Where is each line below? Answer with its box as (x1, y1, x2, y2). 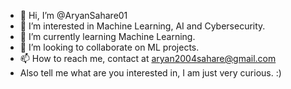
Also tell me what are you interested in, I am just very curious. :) (19, 67, 282, 79)
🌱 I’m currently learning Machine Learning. (19, 31, 196, 42)
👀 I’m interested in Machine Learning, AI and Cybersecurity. (19, 20, 266, 32)
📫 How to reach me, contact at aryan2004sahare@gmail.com (19, 53, 277, 64)
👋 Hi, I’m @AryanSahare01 (19, 10, 128, 21)
